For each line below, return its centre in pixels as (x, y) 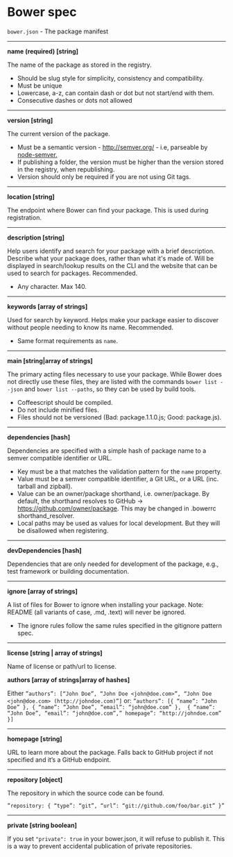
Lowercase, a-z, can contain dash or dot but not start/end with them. (116, 93)
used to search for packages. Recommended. (72, 273)
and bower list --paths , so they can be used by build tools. (110, 389)
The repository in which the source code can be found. (86, 793)
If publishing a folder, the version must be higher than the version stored (120, 162)
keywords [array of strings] (48, 306)
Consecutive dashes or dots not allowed (75, 100)
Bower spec (42, 12)
